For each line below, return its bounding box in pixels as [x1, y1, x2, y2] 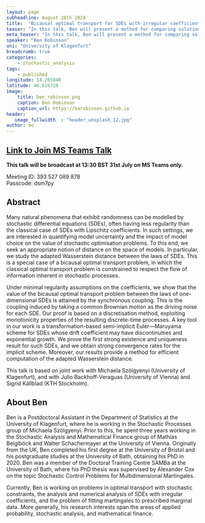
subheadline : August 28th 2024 [6, 15, 86, 21]
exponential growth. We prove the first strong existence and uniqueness [6, 335, 187, 342]
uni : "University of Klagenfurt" [6, 43, 92, 49]
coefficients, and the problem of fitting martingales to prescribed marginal [6, 497, 192, 504]
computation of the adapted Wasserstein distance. [6, 355, 134, 362]
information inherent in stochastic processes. [6, 272, 120, 279]
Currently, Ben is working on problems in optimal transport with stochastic [6, 483, 193, 491]
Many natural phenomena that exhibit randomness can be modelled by [6, 213, 184, 220]
